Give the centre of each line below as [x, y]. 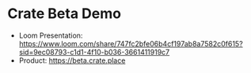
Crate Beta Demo [65, 14]
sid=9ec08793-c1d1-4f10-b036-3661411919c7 [94, 52]
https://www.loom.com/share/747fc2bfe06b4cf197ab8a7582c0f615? [131, 43]
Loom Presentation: [51, 35]
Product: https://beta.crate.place [72, 60]
